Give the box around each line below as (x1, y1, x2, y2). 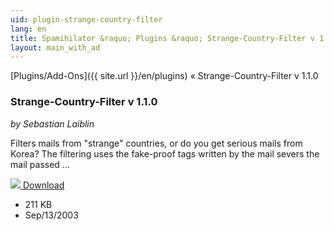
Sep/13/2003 (24, 209, 79, 221)
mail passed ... (10, 158, 70, 170)
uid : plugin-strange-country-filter (10, 14, 163, 25)
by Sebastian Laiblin (10, 117, 95, 130)
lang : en (10, 24, 47, 34)
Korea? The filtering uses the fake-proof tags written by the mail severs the (10, 147, 320, 160)
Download (22, 179, 65, 191)
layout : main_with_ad (10, 42, 101, 53)
